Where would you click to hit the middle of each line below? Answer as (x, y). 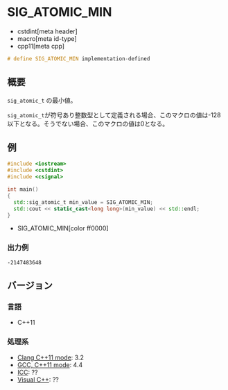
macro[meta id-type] (47, 38)
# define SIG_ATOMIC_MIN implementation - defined (79, 59)
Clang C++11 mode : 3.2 (51, 357)
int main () (23, 189)
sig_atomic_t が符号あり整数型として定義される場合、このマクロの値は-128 (114, 115)
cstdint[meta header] (47, 31)
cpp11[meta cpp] (41, 46)
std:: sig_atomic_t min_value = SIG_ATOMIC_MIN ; (84, 202)
